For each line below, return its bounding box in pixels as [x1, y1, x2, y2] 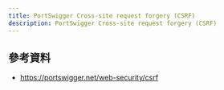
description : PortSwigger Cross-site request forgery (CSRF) [8, 19, 218, 27]
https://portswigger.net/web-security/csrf [19, 73, 159, 83]
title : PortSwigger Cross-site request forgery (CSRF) [8, 11, 196, 20]
